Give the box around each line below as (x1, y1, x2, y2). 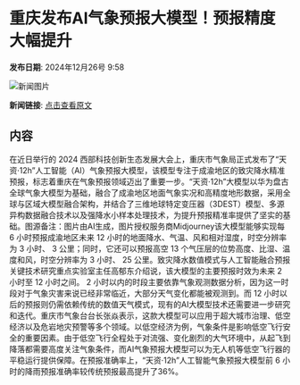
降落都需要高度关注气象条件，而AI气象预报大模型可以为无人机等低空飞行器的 (9, 343, 291, 354)
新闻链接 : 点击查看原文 (9, 99, 92, 110)
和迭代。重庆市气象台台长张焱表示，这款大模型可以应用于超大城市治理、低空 (9, 310, 291, 321)
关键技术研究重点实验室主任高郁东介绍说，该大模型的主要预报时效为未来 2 (9, 265, 283, 276)
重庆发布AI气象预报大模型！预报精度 (9, 8, 276, 29)
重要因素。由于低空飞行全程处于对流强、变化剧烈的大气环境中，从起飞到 (24, 332, 291, 343)
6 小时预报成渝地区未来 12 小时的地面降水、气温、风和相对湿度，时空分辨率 (9, 231, 287, 242)
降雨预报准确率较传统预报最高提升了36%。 (24, 365, 184, 376)
